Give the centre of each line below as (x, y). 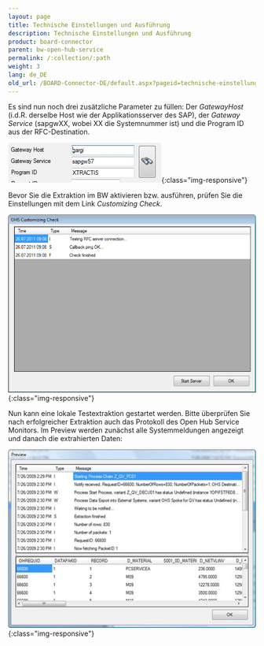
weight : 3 (24, 67)
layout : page (29, 17)
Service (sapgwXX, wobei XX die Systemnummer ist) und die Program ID (126, 123)
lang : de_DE (27, 75)
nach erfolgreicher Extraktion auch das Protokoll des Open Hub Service (124, 422)
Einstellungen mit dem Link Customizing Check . (85, 203)
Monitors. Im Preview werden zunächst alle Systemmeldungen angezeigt (126, 430)
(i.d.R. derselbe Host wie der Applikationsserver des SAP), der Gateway (124, 115)
